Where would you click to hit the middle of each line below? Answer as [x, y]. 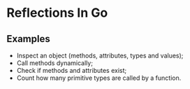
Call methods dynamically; [55, 63]
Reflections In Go [57, 13]
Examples [28, 39]
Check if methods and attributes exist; [72, 70]
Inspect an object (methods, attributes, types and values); [100, 55]
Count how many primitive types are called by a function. [99, 78]
